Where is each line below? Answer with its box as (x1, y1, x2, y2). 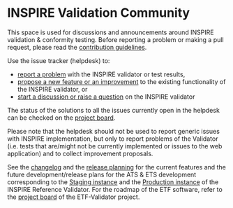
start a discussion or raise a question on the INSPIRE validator (17, 92, 195, 101)
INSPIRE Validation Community (7, 5, 190, 21)
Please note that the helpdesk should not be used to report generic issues (7, 127, 220, 135)
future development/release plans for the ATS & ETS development (7, 170, 197, 179)
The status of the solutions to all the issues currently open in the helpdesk (7, 106, 220, 114)
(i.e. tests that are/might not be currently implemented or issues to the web (7, 141, 223, 150)
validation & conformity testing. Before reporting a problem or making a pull (7, 35, 225, 43)
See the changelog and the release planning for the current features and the (7, 162, 227, 171)
